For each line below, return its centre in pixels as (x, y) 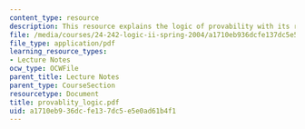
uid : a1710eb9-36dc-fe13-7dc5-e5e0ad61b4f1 (93, 111)
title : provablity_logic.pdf (64, 102)
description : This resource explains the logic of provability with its (150, 26)
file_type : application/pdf (63, 43)
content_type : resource (54, 18)
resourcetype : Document (54, 94)
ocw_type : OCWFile (44, 69)
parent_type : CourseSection (63, 85)
